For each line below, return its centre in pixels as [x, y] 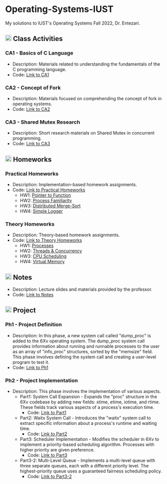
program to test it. [31, 362]
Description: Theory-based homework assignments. [66, 235]
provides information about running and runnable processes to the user [86, 346]
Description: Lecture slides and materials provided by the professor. [82, 289]
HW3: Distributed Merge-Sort [50, 206]
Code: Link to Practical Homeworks [49, 190]
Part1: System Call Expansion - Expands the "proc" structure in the [88, 397]
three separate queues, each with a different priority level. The [84, 466]
